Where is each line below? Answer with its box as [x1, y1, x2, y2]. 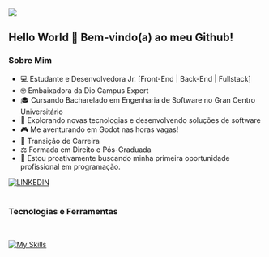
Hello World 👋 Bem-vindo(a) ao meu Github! [8, 31, 233, 44]
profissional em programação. [19, 162, 122, 171]
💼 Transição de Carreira [19, 136, 100, 145]
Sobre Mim [8, 55, 53, 66]
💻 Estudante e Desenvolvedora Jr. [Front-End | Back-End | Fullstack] [19, 74, 251, 83]
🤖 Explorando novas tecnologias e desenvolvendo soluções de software [19, 115, 261, 124]
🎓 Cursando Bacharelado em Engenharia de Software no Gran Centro [19, 95, 256, 104]
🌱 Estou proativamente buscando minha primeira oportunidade [19, 153, 230, 162]
